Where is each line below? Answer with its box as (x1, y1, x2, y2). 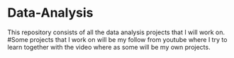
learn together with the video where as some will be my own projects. (7, 43, 211, 51)
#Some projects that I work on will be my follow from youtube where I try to (7, 35, 228, 43)
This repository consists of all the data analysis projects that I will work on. (7, 28, 225, 36)
